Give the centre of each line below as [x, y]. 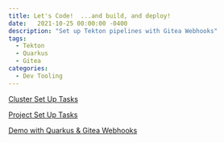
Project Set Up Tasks [43, 115]
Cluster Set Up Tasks [44, 99]
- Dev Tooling [39, 76]
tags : [17, 38]
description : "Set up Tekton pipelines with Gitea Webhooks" [113, 31]
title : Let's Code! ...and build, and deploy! [90, 16]
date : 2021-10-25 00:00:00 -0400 [68, 23]
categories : [28, 69]
